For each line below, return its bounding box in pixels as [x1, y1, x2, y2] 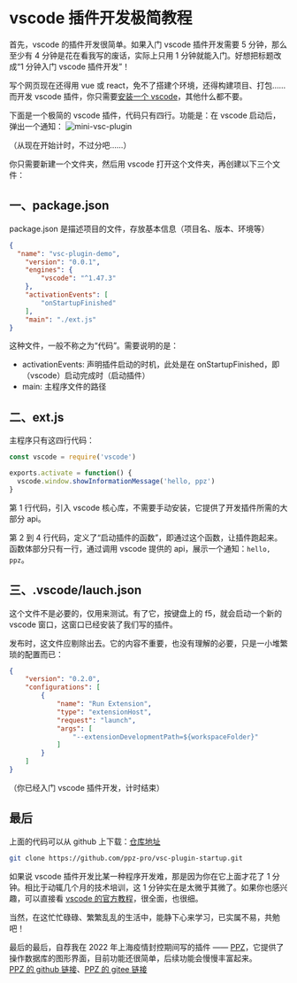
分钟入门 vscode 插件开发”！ [25, 61, 131, 72]
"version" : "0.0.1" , [25, 258, 101, 267]
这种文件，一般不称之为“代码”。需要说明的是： [9, 340, 179, 351]
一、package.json [9, 198, 110, 213]
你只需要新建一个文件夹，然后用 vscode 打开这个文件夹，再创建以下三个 [9, 159, 273, 169]
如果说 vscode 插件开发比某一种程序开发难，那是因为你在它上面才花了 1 [9, 871, 270, 881]
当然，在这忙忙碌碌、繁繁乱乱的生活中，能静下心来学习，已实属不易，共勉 [9, 911, 280, 922]
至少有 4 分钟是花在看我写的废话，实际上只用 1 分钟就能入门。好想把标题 [9, 50, 274, 60]
